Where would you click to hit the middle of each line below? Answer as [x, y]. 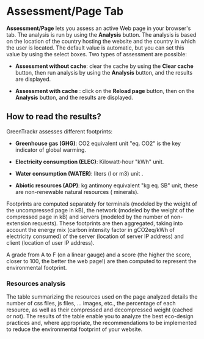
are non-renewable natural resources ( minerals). [77, 192]
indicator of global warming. [51, 150]
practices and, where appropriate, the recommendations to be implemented [102, 323]
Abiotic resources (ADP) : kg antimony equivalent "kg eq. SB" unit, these [107, 185]
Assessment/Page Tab [65, 11]
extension [19, 223]
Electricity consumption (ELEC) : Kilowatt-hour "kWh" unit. [89, 162]
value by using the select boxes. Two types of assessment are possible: [97, 54]
